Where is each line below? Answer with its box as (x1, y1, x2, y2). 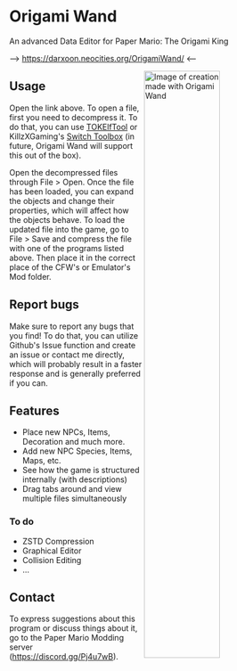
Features (9, 403, 60, 418)
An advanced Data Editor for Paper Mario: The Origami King (9, 36, 229, 46)
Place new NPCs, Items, (21, 427, 110, 438)
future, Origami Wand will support (9, 140, 134, 151)
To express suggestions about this (9, 613, 135, 625)
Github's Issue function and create (9, 340, 136, 350)
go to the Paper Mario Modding (9, 633, 125, 643)
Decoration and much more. (21, 437, 126, 447)
